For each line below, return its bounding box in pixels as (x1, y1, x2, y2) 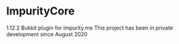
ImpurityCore (6, 4, 75, 18)
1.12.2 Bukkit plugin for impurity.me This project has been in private (6, 24, 174, 31)
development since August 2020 (6, 30, 88, 37)
